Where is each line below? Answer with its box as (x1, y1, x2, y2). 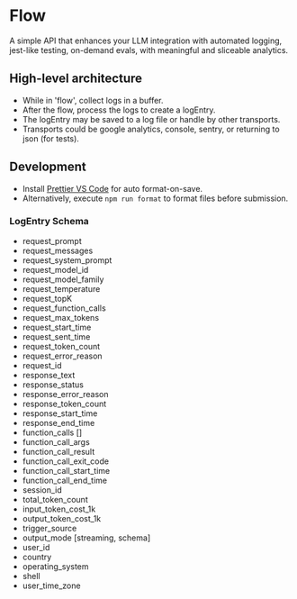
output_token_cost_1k (22, 513, 102, 523)
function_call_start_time (22, 465, 111, 476)
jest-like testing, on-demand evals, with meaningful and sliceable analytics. (9, 44, 289, 55)
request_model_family (22, 274, 104, 285)
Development (9, 159, 87, 175)
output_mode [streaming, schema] (22, 532, 151, 543)
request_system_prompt (22, 254, 112, 266)
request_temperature (22, 283, 101, 294)
